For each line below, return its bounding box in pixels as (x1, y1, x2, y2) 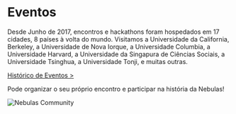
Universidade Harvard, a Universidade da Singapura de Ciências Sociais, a (7, 50, 225, 58)
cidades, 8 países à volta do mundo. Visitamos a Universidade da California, (7, 34, 230, 43)
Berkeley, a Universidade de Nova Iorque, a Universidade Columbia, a (7, 42, 210, 51)
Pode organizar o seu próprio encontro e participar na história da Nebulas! (7, 84, 225, 93)
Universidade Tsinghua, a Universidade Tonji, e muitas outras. (7, 57, 188, 65)
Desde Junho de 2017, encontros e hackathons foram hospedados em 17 (7, 27, 220, 36)
